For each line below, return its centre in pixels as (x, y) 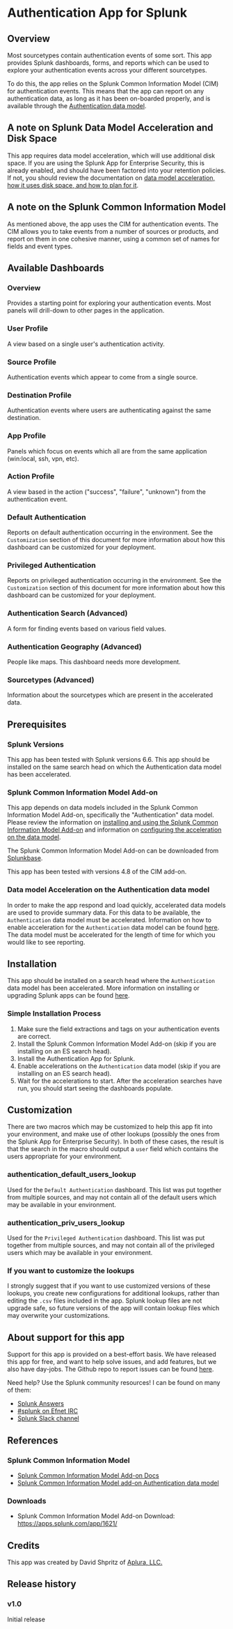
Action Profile (31, 476)
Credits (24, 1546)
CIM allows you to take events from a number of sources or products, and (113, 231)
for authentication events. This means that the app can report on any (106, 91)
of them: (19, 1390)
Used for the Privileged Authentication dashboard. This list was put (106, 1238)
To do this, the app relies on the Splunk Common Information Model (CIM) (113, 84)
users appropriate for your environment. (64, 1157)
